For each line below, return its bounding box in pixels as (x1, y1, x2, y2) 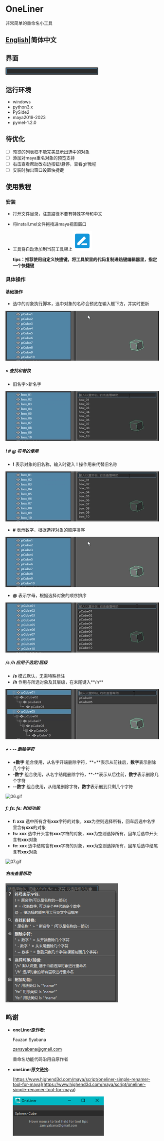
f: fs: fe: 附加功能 (5, 805, 40, 811)
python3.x (12, 104, 33, 110)
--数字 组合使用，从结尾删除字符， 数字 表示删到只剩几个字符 (12, 784, 133, 790)
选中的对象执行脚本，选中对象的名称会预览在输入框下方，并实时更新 (12, 300, 149, 306)
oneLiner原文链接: (12, 1067, 50, 1073)
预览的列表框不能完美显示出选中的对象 (12, 149, 90, 155)
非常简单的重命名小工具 (5, 20, 53, 26)
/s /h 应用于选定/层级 (5, 660, 48, 665)
